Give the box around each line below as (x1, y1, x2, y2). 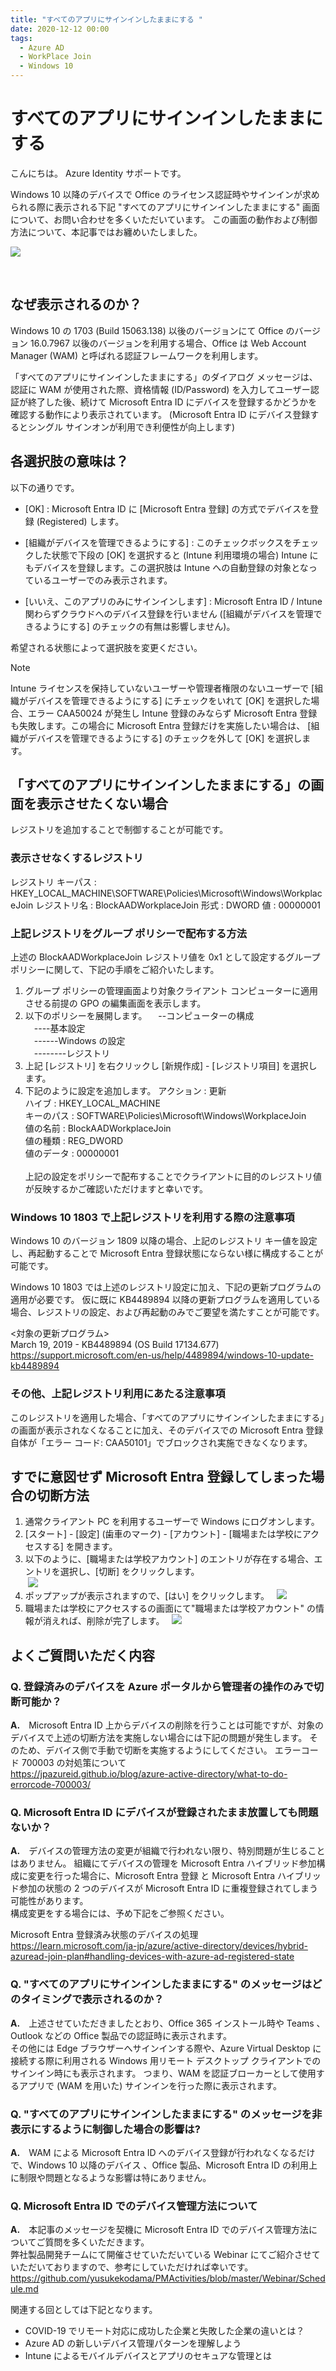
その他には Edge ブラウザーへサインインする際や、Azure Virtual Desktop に (10, 2042, 322, 2054)
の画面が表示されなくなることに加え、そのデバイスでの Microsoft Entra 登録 (10, 1424, 324, 1436)
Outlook (10, 2029, 43, 2041)
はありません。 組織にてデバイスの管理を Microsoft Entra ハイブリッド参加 (10, 1857, 317, 1870)
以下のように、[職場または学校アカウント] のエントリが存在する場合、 (24, 1553, 315, 1565)
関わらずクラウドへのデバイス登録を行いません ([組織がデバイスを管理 (24, 607, 314, 620)
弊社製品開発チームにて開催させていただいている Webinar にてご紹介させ (10, 2249, 312, 2261)
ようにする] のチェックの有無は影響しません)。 (42, 620, 236, 632)
